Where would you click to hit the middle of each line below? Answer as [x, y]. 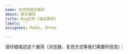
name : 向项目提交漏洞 [25, 10]
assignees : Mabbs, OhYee [31, 28]
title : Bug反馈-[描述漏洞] [31, 19]
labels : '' [16, 23]
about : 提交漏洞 [20, 14]
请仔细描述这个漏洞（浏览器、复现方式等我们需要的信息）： [65, 47]
